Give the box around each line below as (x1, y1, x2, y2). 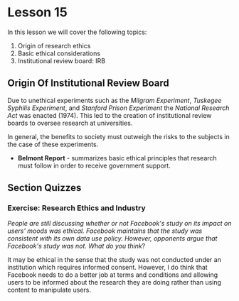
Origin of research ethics (17, 41, 91, 50)
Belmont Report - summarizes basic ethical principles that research (17, 153, 217, 162)
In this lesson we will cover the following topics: (7, 28, 147, 36)
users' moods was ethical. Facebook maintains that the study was (7, 226, 203, 235)
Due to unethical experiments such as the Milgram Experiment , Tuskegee (7, 96, 222, 104)
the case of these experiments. (7, 140, 99, 148)
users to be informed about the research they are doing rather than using (7, 278, 222, 287)
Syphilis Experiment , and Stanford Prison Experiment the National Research (7, 104, 230, 112)
